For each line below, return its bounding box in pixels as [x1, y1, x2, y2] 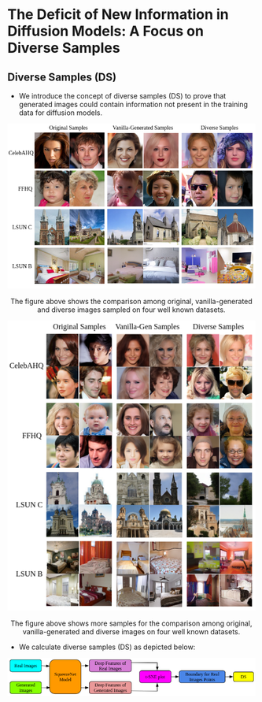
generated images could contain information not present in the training [18, 100, 249, 109]
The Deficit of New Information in [7, 6, 229, 24]
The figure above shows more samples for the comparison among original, [10, 618, 253, 628]
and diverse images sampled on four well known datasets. [37, 305, 226, 314]
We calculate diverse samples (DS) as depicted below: [18, 642, 196, 652]
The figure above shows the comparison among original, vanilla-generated [10, 296, 253, 306]
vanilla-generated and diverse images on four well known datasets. [22, 626, 241, 636]
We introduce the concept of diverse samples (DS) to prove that [18, 91, 227, 100]
